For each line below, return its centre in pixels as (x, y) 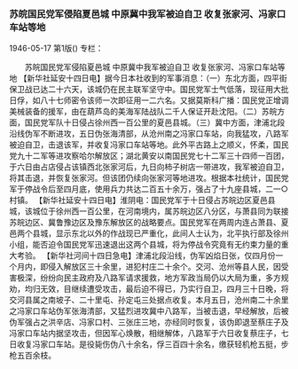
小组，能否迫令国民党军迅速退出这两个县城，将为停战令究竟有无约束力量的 (145, 245)
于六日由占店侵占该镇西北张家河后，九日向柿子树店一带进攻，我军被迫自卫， (149, 167)
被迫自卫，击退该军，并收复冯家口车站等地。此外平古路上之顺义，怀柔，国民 (149, 145)
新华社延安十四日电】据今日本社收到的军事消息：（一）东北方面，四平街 (157, 78)
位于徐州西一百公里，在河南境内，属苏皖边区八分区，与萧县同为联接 (164, 211)
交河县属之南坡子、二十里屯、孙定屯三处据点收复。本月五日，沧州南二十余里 (149, 300)
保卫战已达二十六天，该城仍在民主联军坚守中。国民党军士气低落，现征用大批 (149, 90)
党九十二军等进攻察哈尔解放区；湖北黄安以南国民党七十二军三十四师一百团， (149, 156)
